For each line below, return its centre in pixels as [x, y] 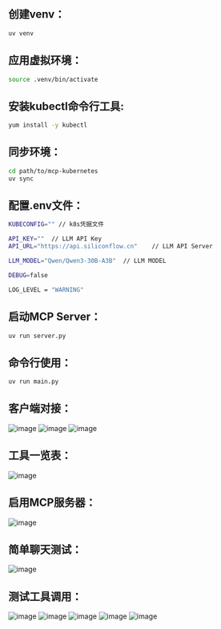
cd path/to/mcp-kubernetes [53, 171]
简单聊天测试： [45, 549]
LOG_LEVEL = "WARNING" [46, 290]
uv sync [21, 179]
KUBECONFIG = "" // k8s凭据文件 [56, 224]
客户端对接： [40, 408]
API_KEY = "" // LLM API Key [55, 239]
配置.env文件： [46, 206]
